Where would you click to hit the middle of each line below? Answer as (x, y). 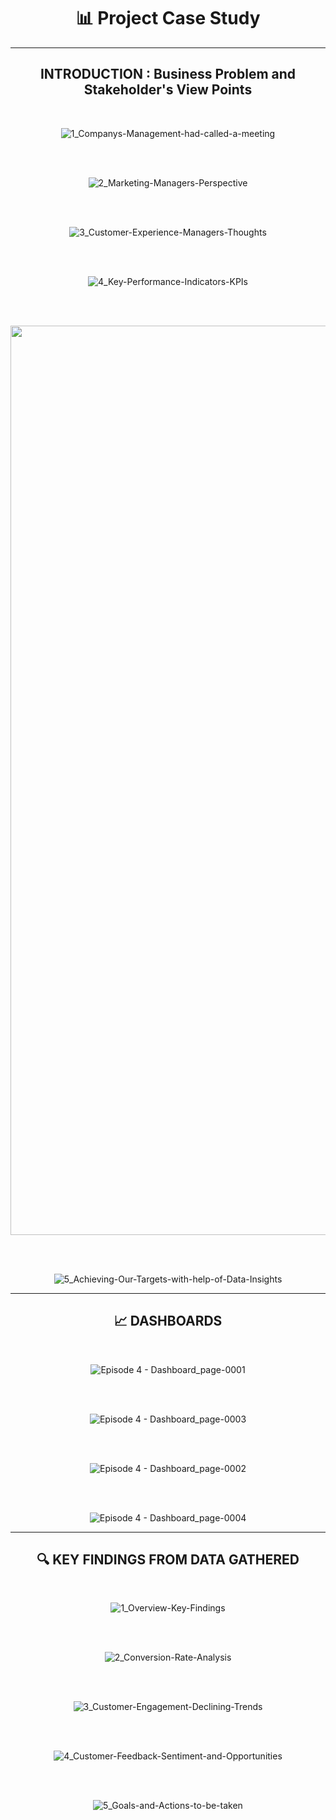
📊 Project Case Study (168, 18)
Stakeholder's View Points (168, 90)
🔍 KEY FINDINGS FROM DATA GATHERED (168, 1559)
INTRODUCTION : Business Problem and (168, 74)
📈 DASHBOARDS (168, 1321)
